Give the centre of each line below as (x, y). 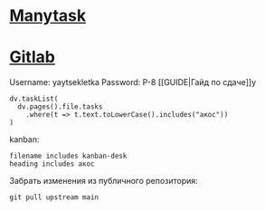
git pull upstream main (54, 197)
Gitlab (33, 58)
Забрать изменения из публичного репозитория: (104, 181)
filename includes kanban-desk (68, 156)
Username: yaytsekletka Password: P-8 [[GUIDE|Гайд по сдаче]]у (133, 82)
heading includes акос (52, 164)
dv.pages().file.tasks (60, 107)
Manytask (48, 16)
